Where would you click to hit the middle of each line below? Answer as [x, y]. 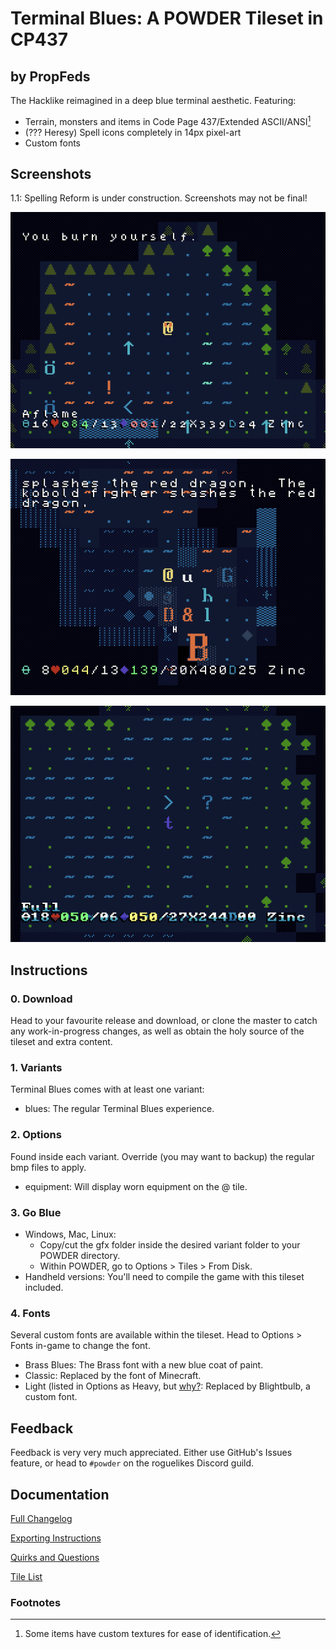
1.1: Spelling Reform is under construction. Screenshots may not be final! [159, 198]
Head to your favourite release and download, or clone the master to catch [164, 1021]
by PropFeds [50, 76]
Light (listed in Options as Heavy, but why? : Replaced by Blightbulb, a [167, 1386]
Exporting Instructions [56, 1538]
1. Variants [36, 1068]
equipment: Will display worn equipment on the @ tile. [136, 1186]
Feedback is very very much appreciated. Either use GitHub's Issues [151, 1453]
